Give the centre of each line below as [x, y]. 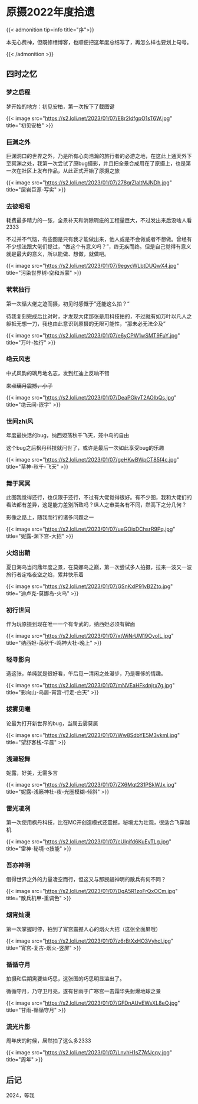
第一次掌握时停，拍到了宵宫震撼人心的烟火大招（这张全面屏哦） [83, 929]
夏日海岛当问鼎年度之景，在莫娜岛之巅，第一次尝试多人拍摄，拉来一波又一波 [99, 567]
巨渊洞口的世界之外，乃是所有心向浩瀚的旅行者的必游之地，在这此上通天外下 [99, 156]
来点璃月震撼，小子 [29, 385]
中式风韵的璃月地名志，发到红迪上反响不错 [58, 373]
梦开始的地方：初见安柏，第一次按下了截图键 [60, 106]
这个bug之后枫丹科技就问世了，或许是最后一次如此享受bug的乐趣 [85, 448]
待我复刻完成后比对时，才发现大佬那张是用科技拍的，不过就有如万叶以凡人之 [99, 316]
